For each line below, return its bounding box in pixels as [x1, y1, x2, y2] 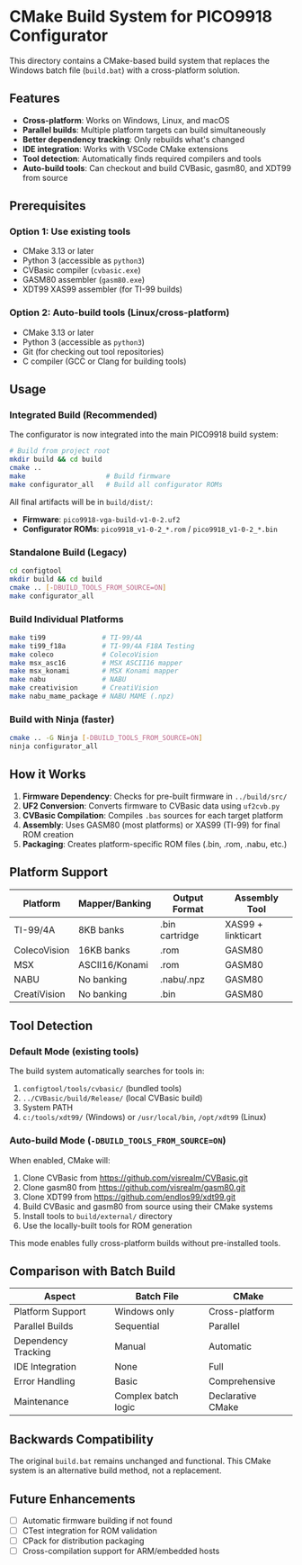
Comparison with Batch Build [9, 1263, 176, 1279]
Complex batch [114, 1389, 179, 1402]
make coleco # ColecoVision [9, 650, 159, 659]
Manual [114, 1340, 147, 1352]
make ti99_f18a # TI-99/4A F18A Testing [9, 641, 195, 650]
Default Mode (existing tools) [9, 1045, 139, 1057]
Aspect [43, 1290, 76, 1303]
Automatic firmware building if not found [22, 1515, 173, 1525]
